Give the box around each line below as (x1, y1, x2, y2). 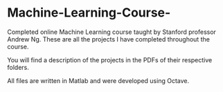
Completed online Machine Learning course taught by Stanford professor (7, 28, 217, 36)
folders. (7, 63, 29, 71)
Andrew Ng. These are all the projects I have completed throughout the (7, 35, 210, 43)
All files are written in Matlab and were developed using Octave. (7, 76, 189, 84)
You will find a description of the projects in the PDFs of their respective (7, 55, 213, 64)
